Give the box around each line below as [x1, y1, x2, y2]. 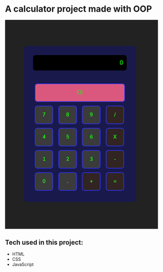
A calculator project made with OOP [5, 3, 152, 15]
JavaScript [12, 262, 34, 268]
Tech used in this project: [5, 238, 83, 247]
